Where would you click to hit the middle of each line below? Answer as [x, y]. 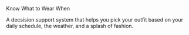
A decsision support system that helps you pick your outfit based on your [95, 20]
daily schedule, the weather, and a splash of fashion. [70, 26]
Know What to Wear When [38, 8]
